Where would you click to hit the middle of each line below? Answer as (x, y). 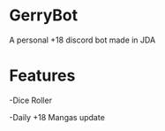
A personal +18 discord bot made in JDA (82, 40)
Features (42, 76)
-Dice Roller (31, 100)
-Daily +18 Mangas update (57, 117)
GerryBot (44, 15)
